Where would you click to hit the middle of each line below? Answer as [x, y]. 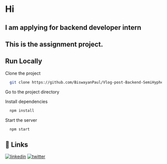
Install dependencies [27, 101]
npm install [22, 110]
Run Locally [24, 61]
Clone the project [23, 73]
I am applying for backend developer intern [73, 28]
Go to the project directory [32, 92]
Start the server [21, 120]
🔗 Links [17, 144]
